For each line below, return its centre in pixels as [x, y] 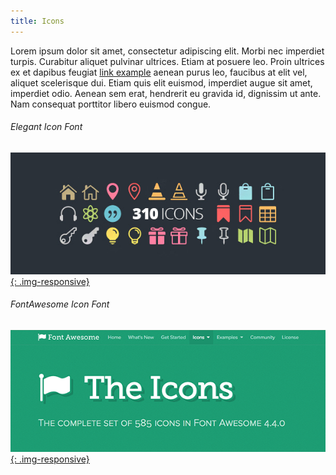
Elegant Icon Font [46, 127]
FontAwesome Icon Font [60, 304]
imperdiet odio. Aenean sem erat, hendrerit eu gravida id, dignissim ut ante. [166, 93]
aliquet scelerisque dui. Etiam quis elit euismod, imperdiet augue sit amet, [161, 82]
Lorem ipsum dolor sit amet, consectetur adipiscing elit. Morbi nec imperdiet [167, 51]
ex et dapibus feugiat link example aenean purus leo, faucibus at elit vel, [159, 72]
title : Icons [37, 21]
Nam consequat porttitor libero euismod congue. [111, 104]
